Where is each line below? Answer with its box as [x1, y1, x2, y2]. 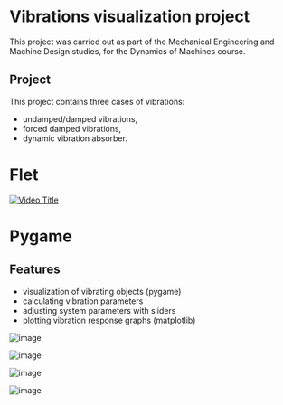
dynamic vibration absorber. [22, 133, 128, 144]
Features [9, 262, 61, 278]
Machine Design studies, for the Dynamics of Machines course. [9, 45, 246, 56]
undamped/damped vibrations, [22, 113, 138, 124]
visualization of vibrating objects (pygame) [22, 286, 182, 297]
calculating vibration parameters [22, 296, 144, 306]
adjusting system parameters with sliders [22, 305, 176, 316]
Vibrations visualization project [9, 6, 250, 27]
